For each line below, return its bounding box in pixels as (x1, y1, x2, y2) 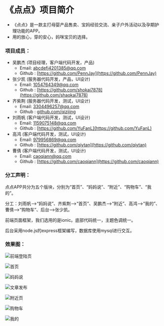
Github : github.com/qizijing (19, 109, 76, 115)
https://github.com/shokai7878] (38, 87, 102, 93)
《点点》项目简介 (5, 4, 75, 16)
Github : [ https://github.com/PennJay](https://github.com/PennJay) (19, 70, 157, 76)
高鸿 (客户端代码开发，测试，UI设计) (12, 131, 86, 137)
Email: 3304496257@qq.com (19, 104, 80, 110)
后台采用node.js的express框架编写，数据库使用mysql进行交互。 (5, 227, 134, 234)
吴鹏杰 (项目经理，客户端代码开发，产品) (12, 59, 95, 65)
